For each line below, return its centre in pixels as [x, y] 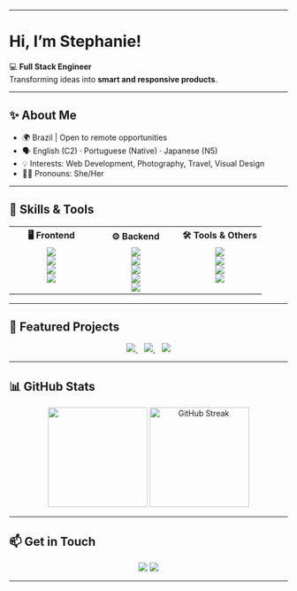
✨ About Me [43, 116]
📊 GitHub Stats [52, 386]
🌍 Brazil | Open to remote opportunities [95, 137]
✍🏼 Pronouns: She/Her [63, 173]
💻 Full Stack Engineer [50, 66]
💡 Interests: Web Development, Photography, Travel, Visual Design [143, 163]
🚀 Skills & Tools [52, 210]
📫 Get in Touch [53, 541]
